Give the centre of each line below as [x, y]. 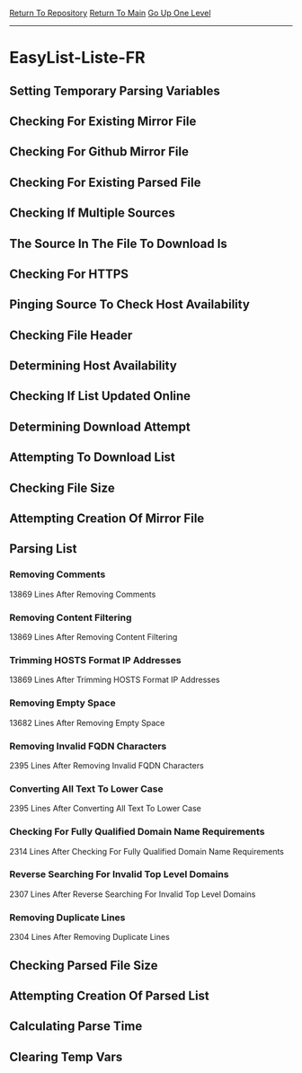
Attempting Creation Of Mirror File [107, 519]
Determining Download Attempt [100, 426]
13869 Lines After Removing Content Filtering [93, 637]
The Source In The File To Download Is [118, 243]
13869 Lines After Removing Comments [83, 594]
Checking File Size [62, 488]
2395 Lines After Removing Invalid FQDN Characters [107, 765]
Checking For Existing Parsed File [105, 182]
